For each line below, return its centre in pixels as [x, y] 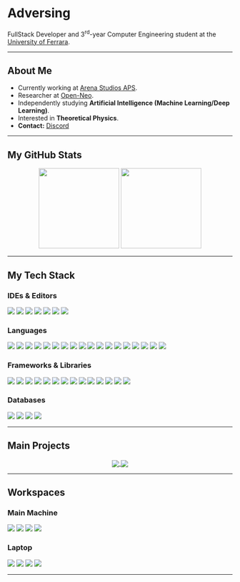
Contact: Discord [43, 126]
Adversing [39, 13]
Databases [26, 400]
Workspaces [36, 492]
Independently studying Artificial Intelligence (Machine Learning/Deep [124, 103]
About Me [30, 70]
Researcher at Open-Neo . [56, 96]
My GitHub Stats [45, 155]
